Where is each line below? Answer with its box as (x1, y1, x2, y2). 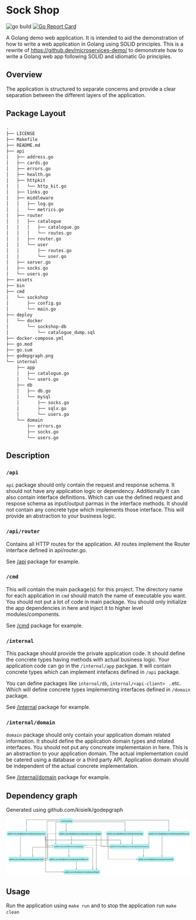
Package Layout (6, 109, 66, 119)
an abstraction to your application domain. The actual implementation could (6, 750, 188, 757)
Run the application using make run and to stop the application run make (6, 902, 177, 909)
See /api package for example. (6, 558, 80, 565)
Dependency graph (6, 791, 78, 801)
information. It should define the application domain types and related (6, 738, 174, 745)
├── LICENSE (6, 130, 35, 136)
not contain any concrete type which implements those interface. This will (6, 506, 184, 514)
